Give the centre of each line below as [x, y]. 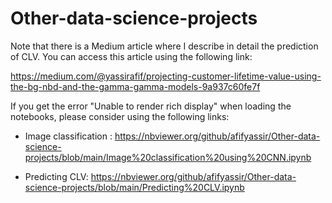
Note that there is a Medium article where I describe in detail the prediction [164, 46]
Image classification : [68, 136]
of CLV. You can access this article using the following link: [131, 56]
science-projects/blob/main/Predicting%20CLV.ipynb [134, 187]
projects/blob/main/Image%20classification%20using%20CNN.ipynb [168, 157]
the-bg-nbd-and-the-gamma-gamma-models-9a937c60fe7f [135, 86]
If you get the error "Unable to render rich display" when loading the [151, 106]
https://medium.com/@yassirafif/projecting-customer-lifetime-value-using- [166, 76]
